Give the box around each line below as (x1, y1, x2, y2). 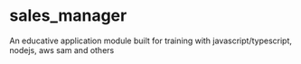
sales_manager (9, 5, 127, 26)
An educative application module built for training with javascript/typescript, (9, 35, 292, 46)
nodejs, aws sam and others (9, 44, 115, 55)
